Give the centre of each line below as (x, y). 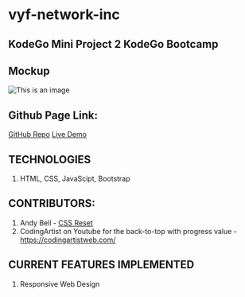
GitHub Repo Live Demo (48, 135)
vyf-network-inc (64, 15)
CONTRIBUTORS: (52, 203)
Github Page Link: (53, 115)
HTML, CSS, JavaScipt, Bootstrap (75, 179)
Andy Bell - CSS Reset (56, 223)
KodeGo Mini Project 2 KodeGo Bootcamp (113, 44)
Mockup (29, 70)
